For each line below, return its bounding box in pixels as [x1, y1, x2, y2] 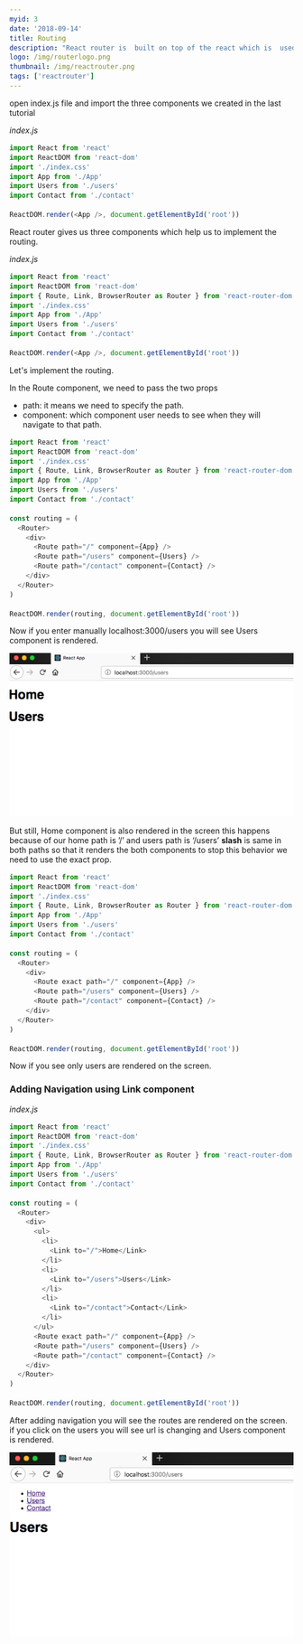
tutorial [9, 107, 36, 117]
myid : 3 [9, 14, 39, 23]
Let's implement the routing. [9, 364, 115, 375]
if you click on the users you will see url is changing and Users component [9, 1424, 286, 1435]
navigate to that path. [22, 418, 102, 429]
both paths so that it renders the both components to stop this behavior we [9, 844, 288, 855]
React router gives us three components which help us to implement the [9, 226, 278, 237]
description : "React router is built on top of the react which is [9, 43, 272, 52]
